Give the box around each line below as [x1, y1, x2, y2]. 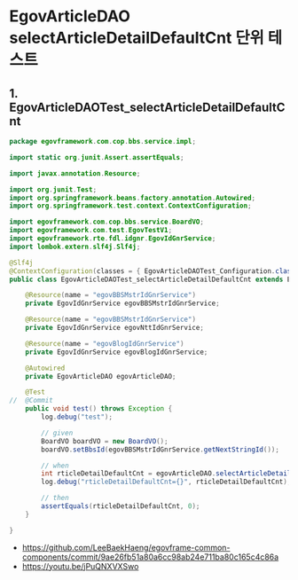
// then [41, 494, 69, 503]
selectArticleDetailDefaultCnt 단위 [9, 28, 264, 48]
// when [41, 461, 69, 470]
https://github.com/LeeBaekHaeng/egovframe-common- [21, 542, 231, 553]
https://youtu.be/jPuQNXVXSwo [21, 560, 139, 571]
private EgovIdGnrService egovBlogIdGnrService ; [25, 348, 208, 357]
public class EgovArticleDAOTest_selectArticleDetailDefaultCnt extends [9, 275, 284, 284]
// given [41, 428, 74, 437]
